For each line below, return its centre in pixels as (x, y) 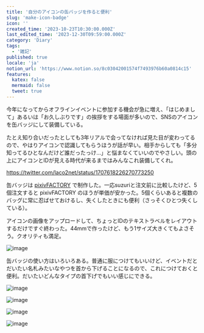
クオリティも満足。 (41, 236)
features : (19, 74)
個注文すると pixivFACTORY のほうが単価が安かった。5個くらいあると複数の (102, 192)
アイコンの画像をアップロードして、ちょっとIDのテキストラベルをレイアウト (102, 220)
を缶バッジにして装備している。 (46, 124)
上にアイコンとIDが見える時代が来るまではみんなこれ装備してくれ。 (91, 160)
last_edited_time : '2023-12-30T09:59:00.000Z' (66, 35)
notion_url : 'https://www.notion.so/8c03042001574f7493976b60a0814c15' (99, 68)
